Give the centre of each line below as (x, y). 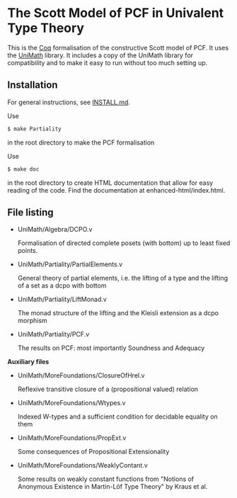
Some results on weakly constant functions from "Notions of (106, 479)
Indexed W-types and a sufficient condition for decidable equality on (117, 417)
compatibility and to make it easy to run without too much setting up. (108, 62)
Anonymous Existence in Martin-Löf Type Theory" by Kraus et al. (112, 487)
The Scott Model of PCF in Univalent (116, 13)
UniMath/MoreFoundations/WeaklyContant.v (83, 465)
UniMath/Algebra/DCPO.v (55, 230)
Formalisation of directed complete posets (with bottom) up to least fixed (124, 243)
